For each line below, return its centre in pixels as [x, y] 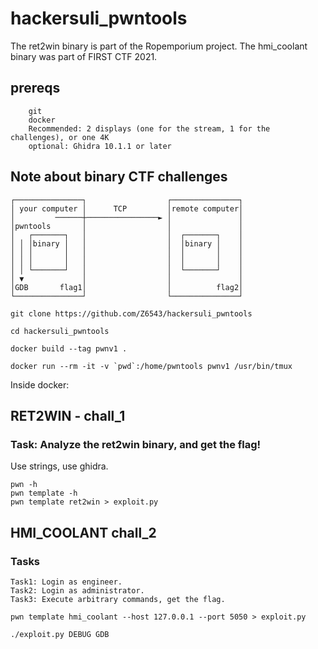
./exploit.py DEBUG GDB [60, 634]
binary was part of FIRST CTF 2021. [84, 56]
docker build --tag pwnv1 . [69, 348]
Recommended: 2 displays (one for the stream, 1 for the [149, 128]
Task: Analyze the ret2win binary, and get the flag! [136, 444]
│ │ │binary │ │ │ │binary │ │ [127, 243]
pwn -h [24, 485]
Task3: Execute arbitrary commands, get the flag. [118, 599]
